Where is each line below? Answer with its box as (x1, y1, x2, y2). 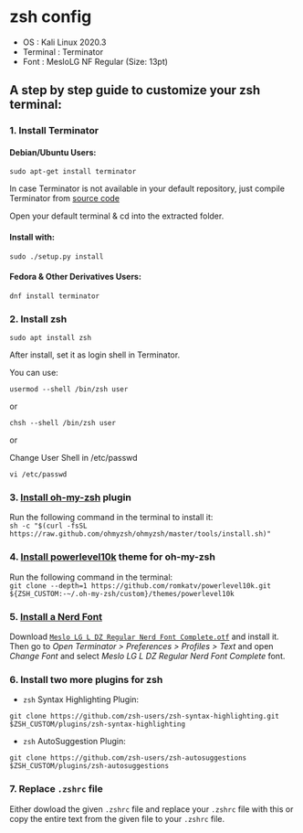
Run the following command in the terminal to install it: (9, 512, 214, 523)
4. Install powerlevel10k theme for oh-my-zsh (9, 550, 216, 563)
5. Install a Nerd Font (9, 610, 103, 623)
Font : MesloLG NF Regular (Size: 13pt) (22, 56, 169, 67)
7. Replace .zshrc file (9, 783, 103, 796)
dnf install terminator (9, 291, 100, 301)
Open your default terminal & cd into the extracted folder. (9, 210, 225, 221)
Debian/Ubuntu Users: (9, 146, 97, 157)
